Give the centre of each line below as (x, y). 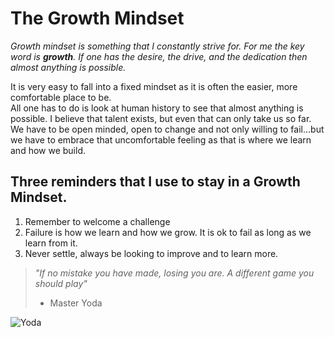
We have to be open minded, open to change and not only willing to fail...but (167, 129)
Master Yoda (76, 303)
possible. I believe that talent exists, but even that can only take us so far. (161, 118)
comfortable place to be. (61, 97)
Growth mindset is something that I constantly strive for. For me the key (157, 46)
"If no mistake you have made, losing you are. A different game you (174, 273)
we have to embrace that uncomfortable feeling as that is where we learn (161, 139)
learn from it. (51, 243)
